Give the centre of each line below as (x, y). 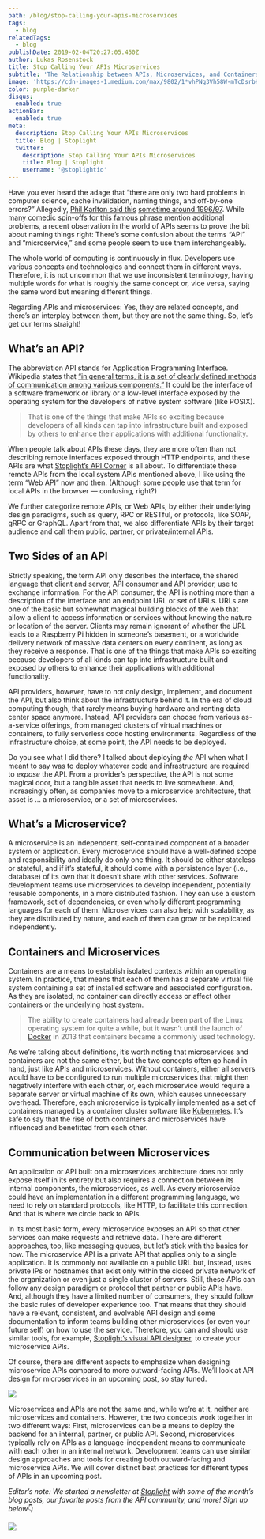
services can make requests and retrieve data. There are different (115, 1238)
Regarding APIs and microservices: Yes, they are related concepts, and (123, 307)
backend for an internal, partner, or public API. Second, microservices (121, 1434)
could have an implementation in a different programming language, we (124, 1197)
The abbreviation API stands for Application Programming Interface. (118, 368)
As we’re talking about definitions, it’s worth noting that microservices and (128, 1052)
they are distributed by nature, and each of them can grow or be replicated (129, 919)
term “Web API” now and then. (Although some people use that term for (125, 482)
